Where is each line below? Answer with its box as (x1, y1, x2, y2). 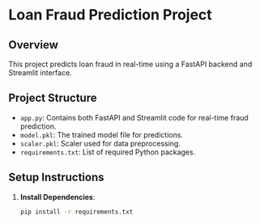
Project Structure (8, 91, 97, 105)
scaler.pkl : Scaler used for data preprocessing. (19, 138, 181, 148)
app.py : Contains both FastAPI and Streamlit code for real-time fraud (19, 112, 249, 122)
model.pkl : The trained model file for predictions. (19, 129, 184, 139)
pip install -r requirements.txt (19, 208, 134, 216)
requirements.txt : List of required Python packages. (19, 147, 196, 157)
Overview (8, 38, 59, 52)
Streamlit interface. (8, 68, 73, 78)
